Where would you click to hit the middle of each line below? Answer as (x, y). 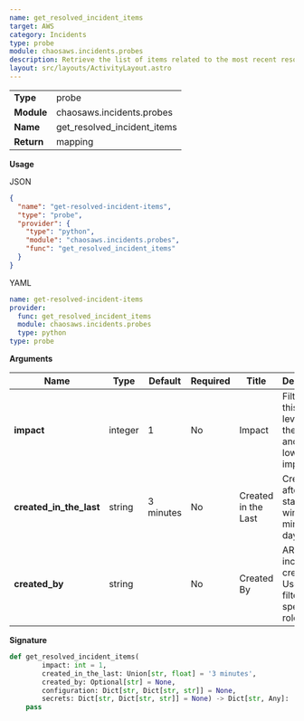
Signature (28, 640)
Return (29, 141)
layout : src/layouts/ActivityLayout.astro (90, 69)
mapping (75, 141)
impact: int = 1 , (74, 665)
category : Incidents (48, 34)
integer (123, 430)
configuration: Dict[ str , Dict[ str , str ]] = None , (139, 690)
